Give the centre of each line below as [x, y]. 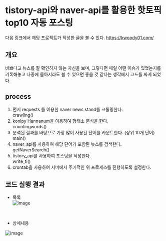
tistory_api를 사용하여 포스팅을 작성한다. [51, 155]
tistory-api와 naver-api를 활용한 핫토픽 [83, 10]
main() [19, 138]
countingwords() [29, 126]
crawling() [23, 115]
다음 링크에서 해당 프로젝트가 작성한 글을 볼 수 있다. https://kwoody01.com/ [79, 38]
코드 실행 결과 [25, 184]
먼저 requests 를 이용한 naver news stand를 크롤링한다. [68, 109]
